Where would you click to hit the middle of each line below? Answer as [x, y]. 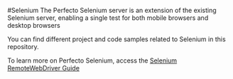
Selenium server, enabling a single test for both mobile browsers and [108, 18]
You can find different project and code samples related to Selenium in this [116, 39]
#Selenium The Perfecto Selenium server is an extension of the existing [112, 10]
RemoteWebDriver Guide [44, 68]
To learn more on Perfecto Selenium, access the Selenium [92, 60]
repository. [23, 47]
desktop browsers [34, 25]
